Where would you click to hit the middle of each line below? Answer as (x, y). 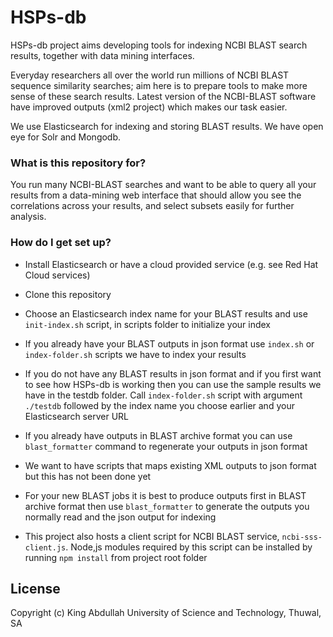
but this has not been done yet (88, 476)
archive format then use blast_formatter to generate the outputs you (167, 506)
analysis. (28, 217)
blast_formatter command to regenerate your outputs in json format (166, 446)
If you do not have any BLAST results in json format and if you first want (173, 373)
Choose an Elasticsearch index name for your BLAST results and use (166, 313)
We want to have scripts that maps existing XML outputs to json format (170, 465)
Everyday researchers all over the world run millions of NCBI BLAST (150, 75)
